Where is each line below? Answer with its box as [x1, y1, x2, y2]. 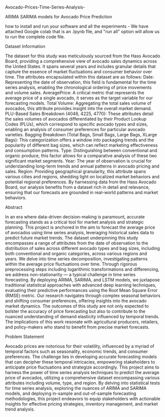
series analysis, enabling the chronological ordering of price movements [5, 84, 152, 90]
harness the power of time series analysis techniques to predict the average [5, 370, 160, 375]
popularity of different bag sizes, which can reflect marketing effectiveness [5, 142, 158, 148]
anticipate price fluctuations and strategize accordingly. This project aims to [5, 364, 160, 370]
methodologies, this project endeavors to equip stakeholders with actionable [5, 396, 161, 402]
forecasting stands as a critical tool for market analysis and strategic [5, 219, 144, 225]
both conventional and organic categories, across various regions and [5, 250, 147, 256]
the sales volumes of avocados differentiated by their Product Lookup [5, 116, 147, 122]
